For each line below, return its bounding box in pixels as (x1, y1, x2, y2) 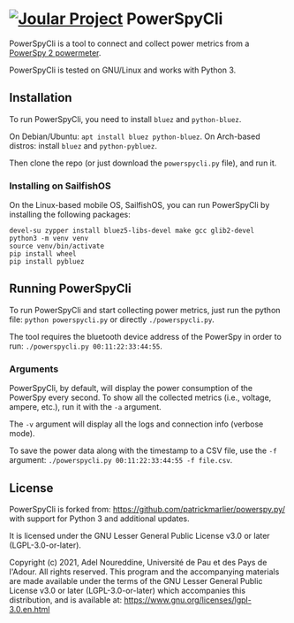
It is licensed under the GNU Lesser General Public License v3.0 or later (9, 530, 271, 541)
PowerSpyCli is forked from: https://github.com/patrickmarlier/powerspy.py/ (9, 504, 285, 514)
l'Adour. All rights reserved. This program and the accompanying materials (9, 566, 280, 577)
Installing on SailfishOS (9, 180, 112, 192)
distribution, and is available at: (9, 594, 123, 605)
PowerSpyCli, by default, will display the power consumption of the (9, 383, 253, 394)
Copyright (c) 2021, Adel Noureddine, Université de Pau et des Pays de (9, 557, 268, 567)
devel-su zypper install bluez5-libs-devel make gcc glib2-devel (9, 227, 254, 235)
